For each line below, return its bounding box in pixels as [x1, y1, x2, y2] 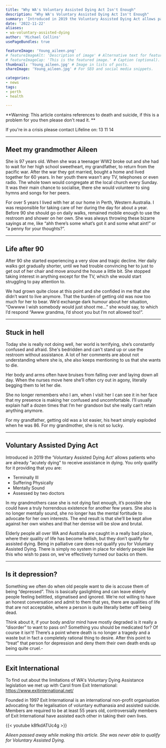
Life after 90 [5, 245, 44, 253]
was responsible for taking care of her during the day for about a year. [5, 205, 148, 211]
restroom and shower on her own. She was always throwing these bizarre [5, 215, 155, 221]
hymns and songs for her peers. [5, 190, 71, 196]
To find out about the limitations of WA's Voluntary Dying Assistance [5, 677, 144, 683]
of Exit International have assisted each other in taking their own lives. [5, 713, 148, 719]
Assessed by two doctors [12, 490, 65, 496]
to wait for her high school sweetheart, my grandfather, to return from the [5, 164, 155, 170]
